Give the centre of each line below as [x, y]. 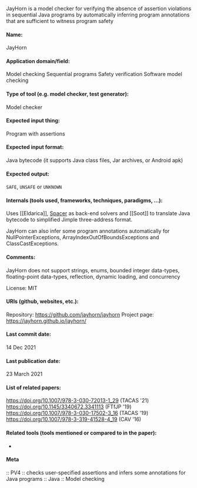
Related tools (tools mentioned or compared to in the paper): [81, 433]
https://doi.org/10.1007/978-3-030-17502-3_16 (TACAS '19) [77, 413]
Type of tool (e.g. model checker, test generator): [68, 94]
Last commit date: [29, 334]
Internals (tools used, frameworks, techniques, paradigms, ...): [84, 200]
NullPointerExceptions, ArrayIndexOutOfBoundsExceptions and [83, 238]
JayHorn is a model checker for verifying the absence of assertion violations [99, 9]
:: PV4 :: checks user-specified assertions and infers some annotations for [96, 472]
